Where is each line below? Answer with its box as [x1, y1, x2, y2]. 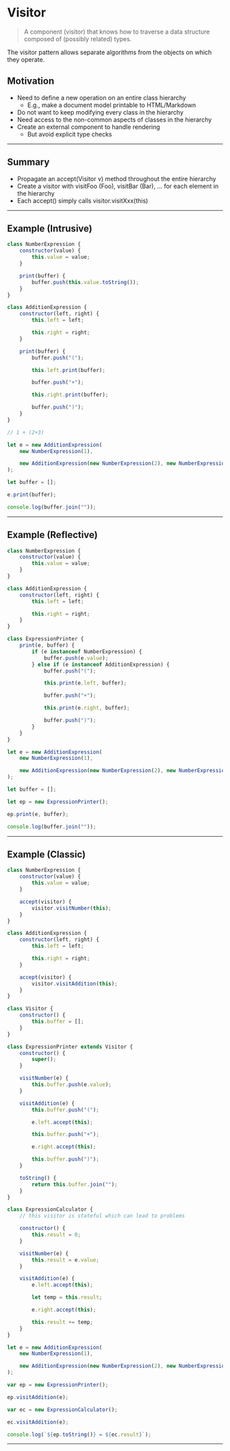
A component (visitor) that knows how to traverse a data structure [23, 27, 210, 36]
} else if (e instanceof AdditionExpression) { [31, 661, 170, 668]
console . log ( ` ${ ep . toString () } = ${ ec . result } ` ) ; [7, 1431, 152, 1438]
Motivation [7, 76, 55, 87]
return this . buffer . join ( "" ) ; [31, 1181, 118, 1188]
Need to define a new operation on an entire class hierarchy [16, 93, 186, 102]
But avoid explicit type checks [27, 130, 112, 138]
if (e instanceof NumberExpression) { [31, 648, 142, 655]
